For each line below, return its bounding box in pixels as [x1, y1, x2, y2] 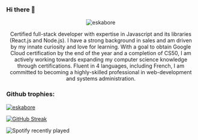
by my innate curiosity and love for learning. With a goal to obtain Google [10, 43, 191, 50]
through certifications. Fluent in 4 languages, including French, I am [17, 62, 185, 69]
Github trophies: [6, 90, 55, 98]
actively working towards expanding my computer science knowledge [14, 56, 188, 63]
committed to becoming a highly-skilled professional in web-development [10, 69, 192, 76]
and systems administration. [65, 75, 136, 83]
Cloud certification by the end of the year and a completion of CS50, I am [10, 50, 192, 57]
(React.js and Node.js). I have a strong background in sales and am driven [10, 37, 192, 44]
